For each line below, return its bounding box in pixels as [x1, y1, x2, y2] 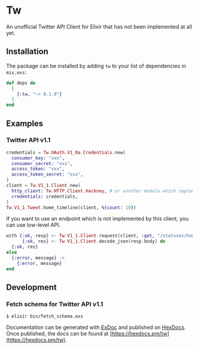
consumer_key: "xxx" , [11, 155, 65, 161]
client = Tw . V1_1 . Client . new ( [6, 183, 81, 189]
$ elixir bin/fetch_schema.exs [6, 314, 84, 319]
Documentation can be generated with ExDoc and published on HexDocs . [6, 324, 186, 331]
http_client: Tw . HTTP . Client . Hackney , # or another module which [11, 188, 176, 194]
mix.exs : [6, 69, 27, 76]
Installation [6, 47, 49, 57]
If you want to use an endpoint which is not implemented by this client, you [6, 215, 189, 222]
